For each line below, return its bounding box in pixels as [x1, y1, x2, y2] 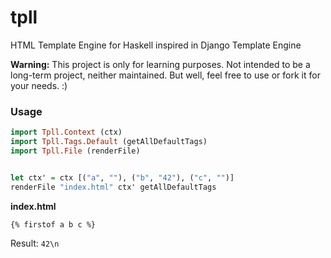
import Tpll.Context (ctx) [10, 127, 123, 138]
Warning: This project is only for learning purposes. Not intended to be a [10, 58, 311, 70]
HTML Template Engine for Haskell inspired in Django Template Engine [10, 39, 302, 51]
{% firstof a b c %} [10, 219, 97, 230]
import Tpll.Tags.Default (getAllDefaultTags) [10, 137, 208, 147]
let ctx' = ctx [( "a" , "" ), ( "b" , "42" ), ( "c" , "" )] [10, 172, 235, 183]
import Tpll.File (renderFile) [10, 146, 141, 156]
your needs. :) [10, 79, 68, 91]
